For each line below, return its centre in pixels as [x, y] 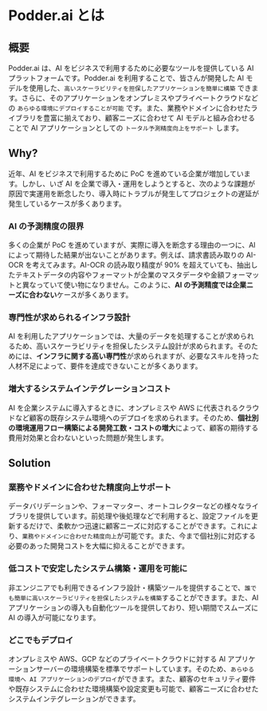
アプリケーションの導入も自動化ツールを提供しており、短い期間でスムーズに [133, 607]
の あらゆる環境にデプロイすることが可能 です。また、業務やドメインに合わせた [130, 108]
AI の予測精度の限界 [46, 226]
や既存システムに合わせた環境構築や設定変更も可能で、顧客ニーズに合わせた [133, 689]
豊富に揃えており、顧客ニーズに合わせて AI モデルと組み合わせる [149, 118]
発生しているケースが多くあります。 [67, 203]
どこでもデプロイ [41, 640]
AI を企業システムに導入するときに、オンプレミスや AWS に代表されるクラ [130, 407]
